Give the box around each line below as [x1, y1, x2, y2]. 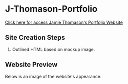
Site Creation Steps [5, 34, 65, 42]
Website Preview [5, 61, 58, 69]
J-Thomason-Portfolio [5, 3, 98, 15]
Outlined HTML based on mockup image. [12, 46, 95, 52]
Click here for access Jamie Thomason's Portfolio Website [5, 19, 123, 25]
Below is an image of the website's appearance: [5, 73, 102, 79]
